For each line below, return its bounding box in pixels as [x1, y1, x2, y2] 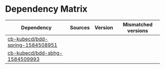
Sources [70, 24, 90, 31]
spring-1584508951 [7, 42, 57, 48]
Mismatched [122, 21, 153, 28]
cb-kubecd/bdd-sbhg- [7, 49, 63, 56]
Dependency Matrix [5, 3, 87, 15]
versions [127, 27, 148, 34]
